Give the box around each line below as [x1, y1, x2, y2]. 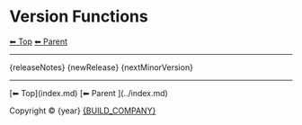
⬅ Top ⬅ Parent [9, 36, 68, 47]
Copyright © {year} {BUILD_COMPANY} [9, 105, 156, 116]
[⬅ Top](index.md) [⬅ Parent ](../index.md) [9, 87, 168, 98]
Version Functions [9, 6, 148, 27]
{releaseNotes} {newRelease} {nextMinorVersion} [9, 61, 193, 73]
